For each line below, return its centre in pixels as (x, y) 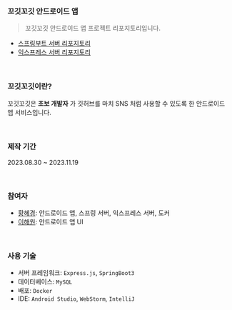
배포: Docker (35, 291)
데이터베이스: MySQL (45, 282)
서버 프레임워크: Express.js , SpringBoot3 (76, 273)
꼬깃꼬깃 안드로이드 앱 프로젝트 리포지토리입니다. (92, 28)
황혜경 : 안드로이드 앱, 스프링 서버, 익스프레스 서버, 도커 (94, 213)
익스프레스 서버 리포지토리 (54, 52)
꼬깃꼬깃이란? (30, 86)
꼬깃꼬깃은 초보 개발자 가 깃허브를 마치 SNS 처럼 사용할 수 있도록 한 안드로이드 (116, 103)
